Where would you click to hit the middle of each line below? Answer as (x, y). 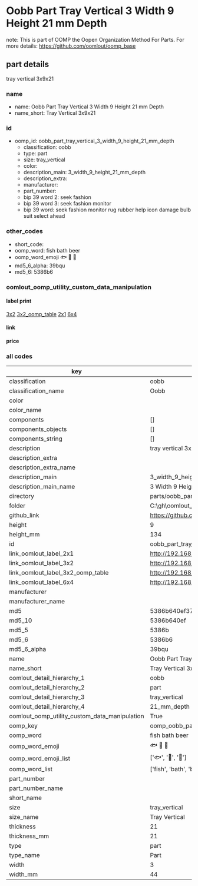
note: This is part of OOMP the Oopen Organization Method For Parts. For (95, 39)
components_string (36, 439)
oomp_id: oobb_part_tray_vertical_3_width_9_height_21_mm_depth (94, 141)
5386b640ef (168, 620)
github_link (24, 515)
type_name (24, 855)
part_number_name (36, 788)
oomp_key (24, 726)
